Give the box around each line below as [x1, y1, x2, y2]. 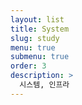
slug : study [10, 33, 60, 43]
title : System [10, 24, 70, 34]
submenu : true [10, 52, 70, 62]
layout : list [10, 14, 65, 25]
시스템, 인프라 [19, 80, 70, 90]
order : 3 [10, 61, 47, 71]
